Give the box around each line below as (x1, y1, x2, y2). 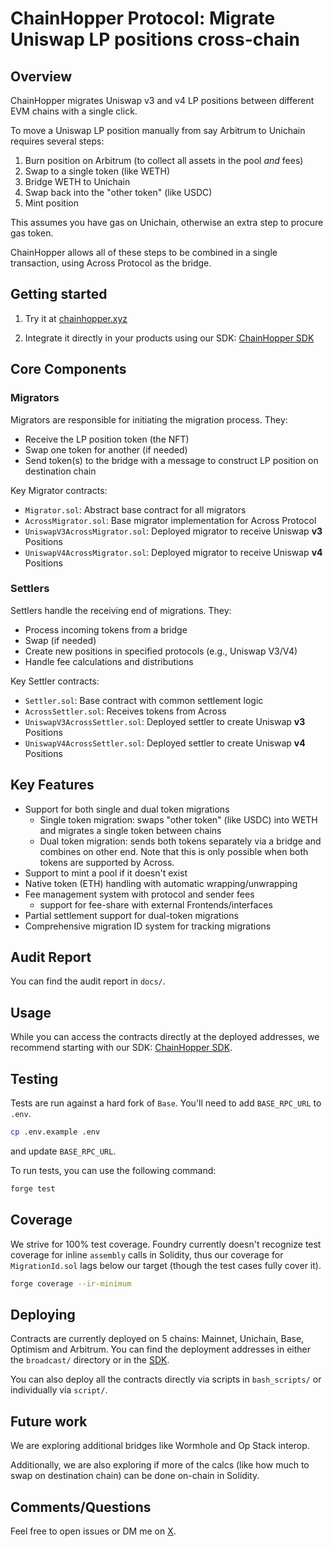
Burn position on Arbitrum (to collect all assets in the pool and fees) (24, 155, 304, 166)
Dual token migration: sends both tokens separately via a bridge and (39, 835, 322, 847)
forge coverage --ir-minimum (10, 1278, 132, 1289)
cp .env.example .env (10, 1127, 101, 1137)
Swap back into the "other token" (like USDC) (24, 187, 213, 198)
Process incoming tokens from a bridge (24, 623, 188, 636)
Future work (10, 1413, 88, 1430)
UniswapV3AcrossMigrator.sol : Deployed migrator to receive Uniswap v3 (24, 525, 323, 537)
